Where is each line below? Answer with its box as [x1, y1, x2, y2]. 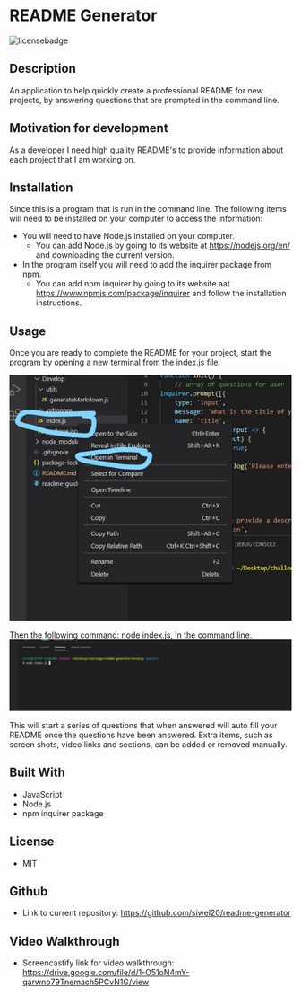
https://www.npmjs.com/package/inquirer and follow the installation [35, 288, 287, 299]
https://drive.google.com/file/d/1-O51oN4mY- [21, 967, 190, 978]
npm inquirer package [21, 807, 105, 818]
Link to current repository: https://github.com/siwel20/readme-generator [21, 908, 291, 919]
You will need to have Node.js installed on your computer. [21, 231, 235, 242]
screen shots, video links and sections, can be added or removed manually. [9, 738, 288, 750]
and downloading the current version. [35, 250, 175, 260]
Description [9, 61, 76, 76]
